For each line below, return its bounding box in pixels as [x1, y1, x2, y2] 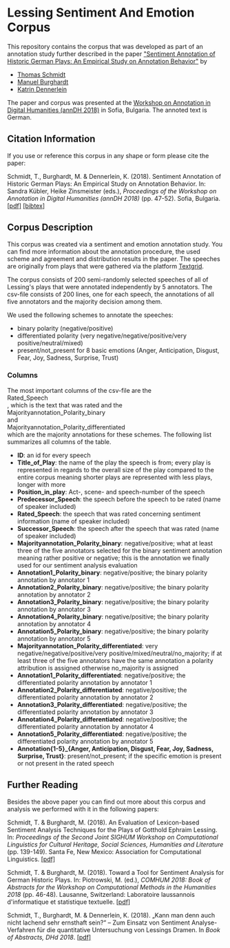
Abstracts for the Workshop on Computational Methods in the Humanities [7, 882, 217, 891]
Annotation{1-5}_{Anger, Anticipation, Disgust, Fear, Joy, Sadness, [17, 744, 213, 753]
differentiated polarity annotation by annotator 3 [17, 708, 154, 716]
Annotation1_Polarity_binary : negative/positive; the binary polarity [17, 568, 208, 577]
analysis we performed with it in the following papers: [7, 804, 160, 813]
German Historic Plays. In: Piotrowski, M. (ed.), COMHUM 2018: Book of [7, 876, 211, 884]
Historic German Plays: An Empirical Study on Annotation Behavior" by [7, 57, 208, 65]
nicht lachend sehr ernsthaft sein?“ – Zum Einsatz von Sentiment [7, 918, 191, 927]
